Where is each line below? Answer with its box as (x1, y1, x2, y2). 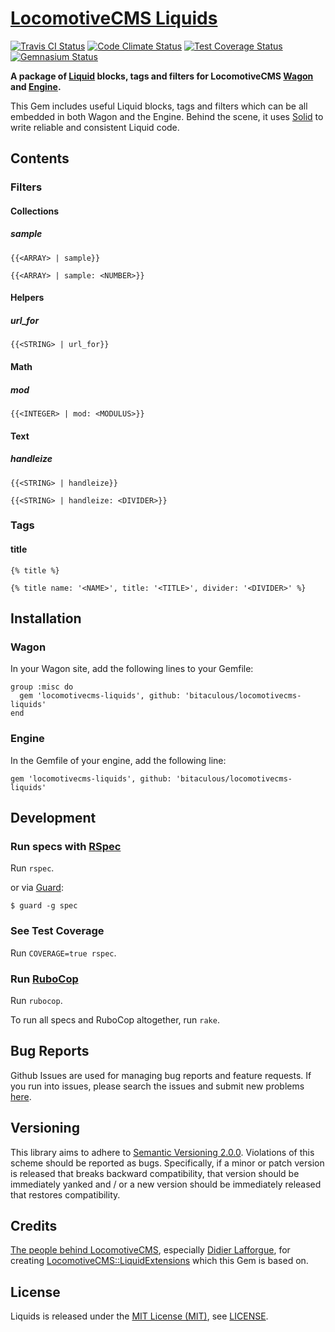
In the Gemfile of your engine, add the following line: (10, 754, 227, 766)
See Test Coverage (10, 924, 105, 938)
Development (10, 810, 97, 826)
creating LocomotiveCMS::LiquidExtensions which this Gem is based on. (10, 1255, 309, 1267)
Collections (10, 205, 60, 217)
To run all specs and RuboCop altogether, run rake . (10, 1013, 220, 1026)
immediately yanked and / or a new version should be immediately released (10, 1178, 322, 1190)
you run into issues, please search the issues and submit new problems (10, 1080, 305, 1092)
